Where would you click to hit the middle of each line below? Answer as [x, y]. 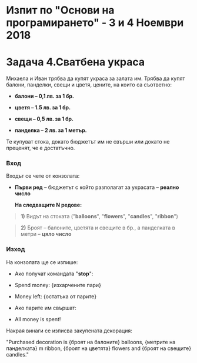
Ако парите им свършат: [45, 308]
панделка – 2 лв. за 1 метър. [51, 131]
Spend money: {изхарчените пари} [58, 285]
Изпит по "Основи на [60, 10]
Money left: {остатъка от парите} [56, 296]
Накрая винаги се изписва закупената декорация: [69, 331]
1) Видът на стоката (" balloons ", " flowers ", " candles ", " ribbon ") [99, 217]
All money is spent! [38, 319]
